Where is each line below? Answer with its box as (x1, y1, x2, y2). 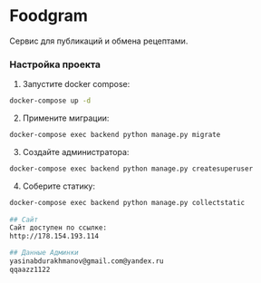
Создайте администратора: (22, 146, 130, 157)
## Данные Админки (9, 249, 79, 258)
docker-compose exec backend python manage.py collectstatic (9, 198, 246, 207)
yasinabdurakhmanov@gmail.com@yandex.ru (9, 257, 165, 266)
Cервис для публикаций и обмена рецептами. (9, 35, 188, 46)
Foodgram (9, 5, 89, 26)
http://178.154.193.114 (9, 232, 100, 241)
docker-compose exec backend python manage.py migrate (9, 131, 221, 140)
